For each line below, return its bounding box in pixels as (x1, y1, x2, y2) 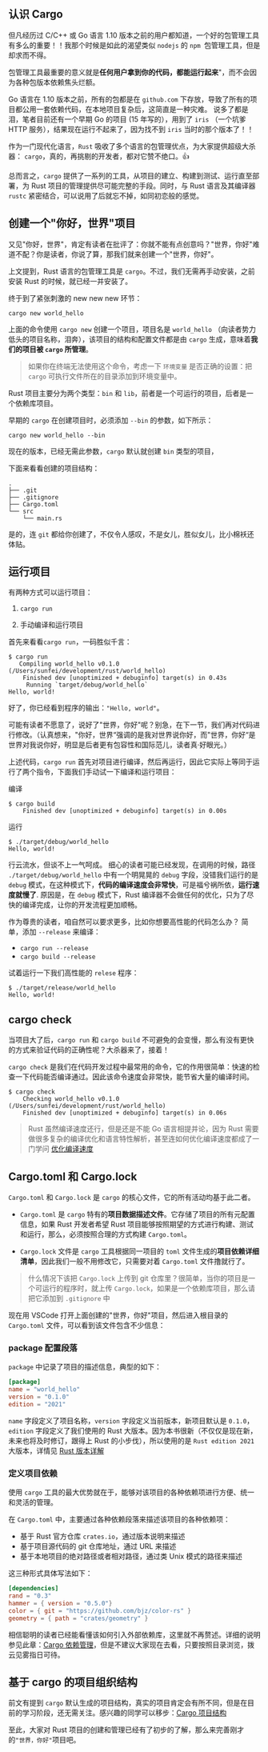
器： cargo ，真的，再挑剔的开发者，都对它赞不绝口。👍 (8, 151, 190, 161)
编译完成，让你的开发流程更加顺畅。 (22, 900, 142, 910)
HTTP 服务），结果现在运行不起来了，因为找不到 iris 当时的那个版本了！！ (8, 124, 254, 134)
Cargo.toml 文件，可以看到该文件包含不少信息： (8, 1321, 166, 1330)
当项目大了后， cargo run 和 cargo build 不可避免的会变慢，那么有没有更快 (8, 1035, 254, 1045)
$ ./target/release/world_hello (8, 984, 116, 992)
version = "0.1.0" (8, 1393, 70, 1402)
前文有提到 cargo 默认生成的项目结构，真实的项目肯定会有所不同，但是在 (8, 1698, 248, 1708)
